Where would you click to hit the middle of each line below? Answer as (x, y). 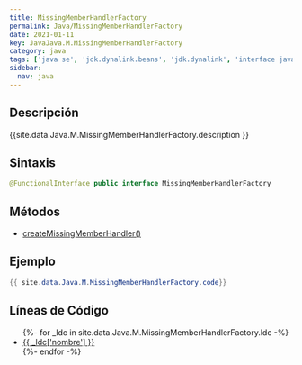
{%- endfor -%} (52, 351)
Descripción (44, 113)
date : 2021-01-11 (42, 34)
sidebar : (26, 68)
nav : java (36, 77)
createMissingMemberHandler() (82, 233)
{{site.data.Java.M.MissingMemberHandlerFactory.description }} (129, 134)
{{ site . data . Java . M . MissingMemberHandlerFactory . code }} (118, 282)
